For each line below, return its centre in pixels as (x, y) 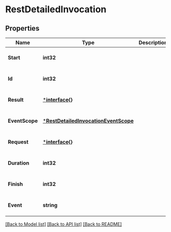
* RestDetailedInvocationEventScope (88, 121)
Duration (19, 163)
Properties (22, 28)
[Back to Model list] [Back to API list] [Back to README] (64, 224)
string (50, 205)
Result (16, 100)
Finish (15, 184)
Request (18, 142)
